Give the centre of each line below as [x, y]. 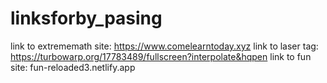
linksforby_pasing [86, 18]
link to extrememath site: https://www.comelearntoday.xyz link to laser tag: [164, 46]
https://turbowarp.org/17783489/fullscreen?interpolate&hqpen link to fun [161, 56]
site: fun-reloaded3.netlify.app [73, 67]
